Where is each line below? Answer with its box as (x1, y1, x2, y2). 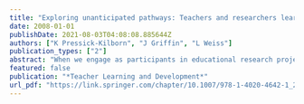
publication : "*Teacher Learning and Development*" (9, 72, 208, 81)
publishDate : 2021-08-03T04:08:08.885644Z (9, 30, 172, 39)
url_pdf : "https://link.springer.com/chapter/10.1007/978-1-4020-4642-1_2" (9, 80, 301, 90)
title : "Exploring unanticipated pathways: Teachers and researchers (9, 13, 278, 23)
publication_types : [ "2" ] (9, 47, 107, 56)
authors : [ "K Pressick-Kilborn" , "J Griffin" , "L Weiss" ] (9, 38, 233, 48)
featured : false (9, 64, 71, 73)
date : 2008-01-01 (9, 22, 75, 31)
